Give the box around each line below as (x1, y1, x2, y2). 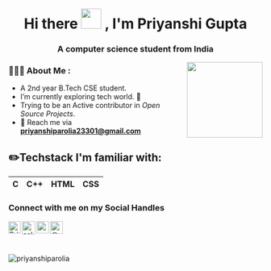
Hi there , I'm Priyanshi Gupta (23, 15, 248, 33)
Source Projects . (19, 109, 76, 119)
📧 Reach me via (19, 118, 73, 127)
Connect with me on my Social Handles (8, 202, 165, 214)
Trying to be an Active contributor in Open (19, 101, 161, 110)
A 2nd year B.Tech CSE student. (19, 83, 127, 93)
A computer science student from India (57, 44, 214, 55)
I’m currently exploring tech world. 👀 (19, 92, 141, 102)
